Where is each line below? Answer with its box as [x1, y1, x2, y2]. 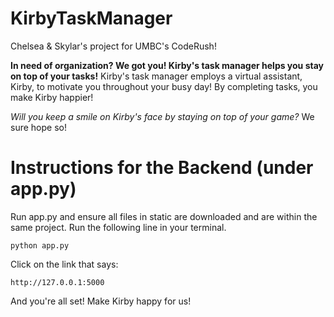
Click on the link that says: [10, 258, 119, 270]
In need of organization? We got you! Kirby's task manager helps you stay [10, 59, 325, 71]
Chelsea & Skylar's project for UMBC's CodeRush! [10, 40, 217, 52]
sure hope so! [10, 121, 67, 133]
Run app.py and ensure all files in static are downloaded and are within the [10, 210, 318, 222]
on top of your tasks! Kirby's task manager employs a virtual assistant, [10, 70, 303, 82]
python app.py [10, 240, 70, 251]
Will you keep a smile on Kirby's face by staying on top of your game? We [10, 110, 315, 122]
